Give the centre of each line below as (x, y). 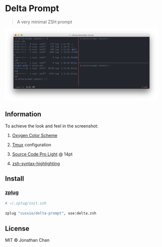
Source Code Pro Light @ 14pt (42, 154)
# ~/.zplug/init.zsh (26, 203)
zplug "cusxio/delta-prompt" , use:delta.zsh (51, 214)
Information (23, 114)
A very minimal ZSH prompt (44, 22)
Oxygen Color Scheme (35, 135)
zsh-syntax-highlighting (36, 163)
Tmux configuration (32, 145)
